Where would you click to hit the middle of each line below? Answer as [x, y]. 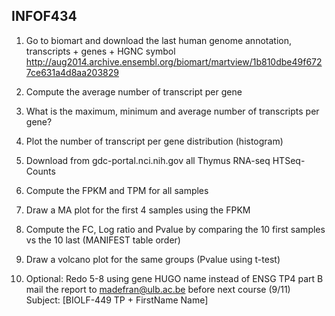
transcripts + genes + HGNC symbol [100, 51]
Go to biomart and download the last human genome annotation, [158, 40]
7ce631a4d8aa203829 [72, 72]
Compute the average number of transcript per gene [134, 91]
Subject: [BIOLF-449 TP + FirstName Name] [117, 300]
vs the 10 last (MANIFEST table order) [103, 240]
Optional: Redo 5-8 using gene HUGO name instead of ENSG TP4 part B [174, 278]
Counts [40, 171]
